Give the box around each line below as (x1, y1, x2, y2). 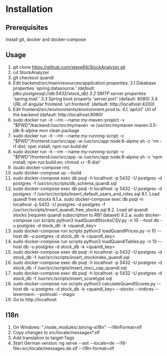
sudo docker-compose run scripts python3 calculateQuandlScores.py (12, 280, 156, 286)
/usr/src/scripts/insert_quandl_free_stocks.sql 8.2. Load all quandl (12, 206, 148, 212)
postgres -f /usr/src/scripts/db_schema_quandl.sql (12, 180, 117, 186)
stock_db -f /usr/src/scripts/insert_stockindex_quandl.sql (12, 254, 130, 260)
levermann (12, 291, 35, 297)
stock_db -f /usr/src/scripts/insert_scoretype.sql (12, 275, 112, 281)
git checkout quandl (12, 75, 54, 81)
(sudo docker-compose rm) (12, 164, 70, 170)
